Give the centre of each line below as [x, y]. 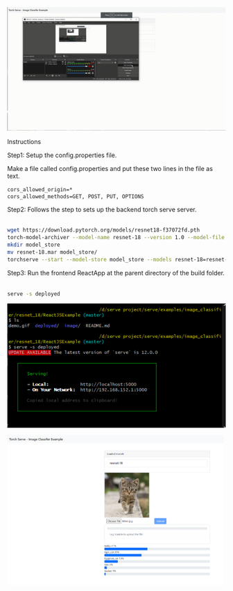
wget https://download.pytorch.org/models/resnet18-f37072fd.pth [103, 230]
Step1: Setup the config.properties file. [62, 155]
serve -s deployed [34, 294]
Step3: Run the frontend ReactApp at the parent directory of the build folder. [116, 273]
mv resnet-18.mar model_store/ [52, 252]
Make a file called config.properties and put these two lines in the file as [110, 168]
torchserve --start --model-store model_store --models [89, 259]
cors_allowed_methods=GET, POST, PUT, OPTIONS [76, 196]
